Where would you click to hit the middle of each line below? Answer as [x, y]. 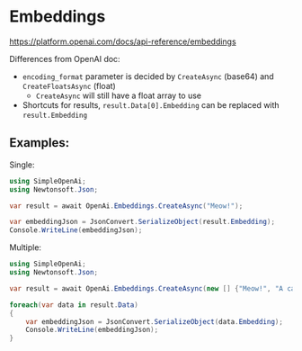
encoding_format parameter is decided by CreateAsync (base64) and [148, 76]
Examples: [40, 143]
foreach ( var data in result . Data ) [74, 305]
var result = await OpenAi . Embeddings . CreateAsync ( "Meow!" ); [126, 206]
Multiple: [26, 247]
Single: [22, 165]
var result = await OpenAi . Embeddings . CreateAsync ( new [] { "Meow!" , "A [146, 288]
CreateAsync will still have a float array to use [119, 95]
